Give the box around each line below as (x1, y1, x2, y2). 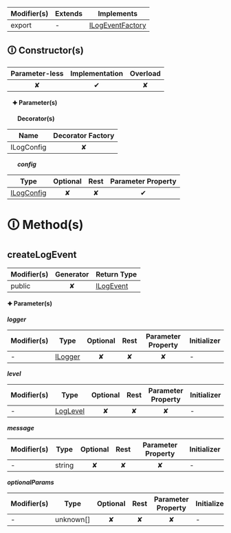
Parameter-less (10, 68, 64, 78)
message (7, 423, 34, 432)
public (10, 281, 31, 290)
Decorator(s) (16, 114, 55, 123)
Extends (54, 9, 82, 18)
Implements (98, 9, 137, 18)
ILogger (54, 352, 80, 361)
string (54, 460, 74, 470)
